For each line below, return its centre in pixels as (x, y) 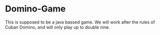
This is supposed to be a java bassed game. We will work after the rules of (80, 22)
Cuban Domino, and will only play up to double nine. (57, 27)
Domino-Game (35, 9)
